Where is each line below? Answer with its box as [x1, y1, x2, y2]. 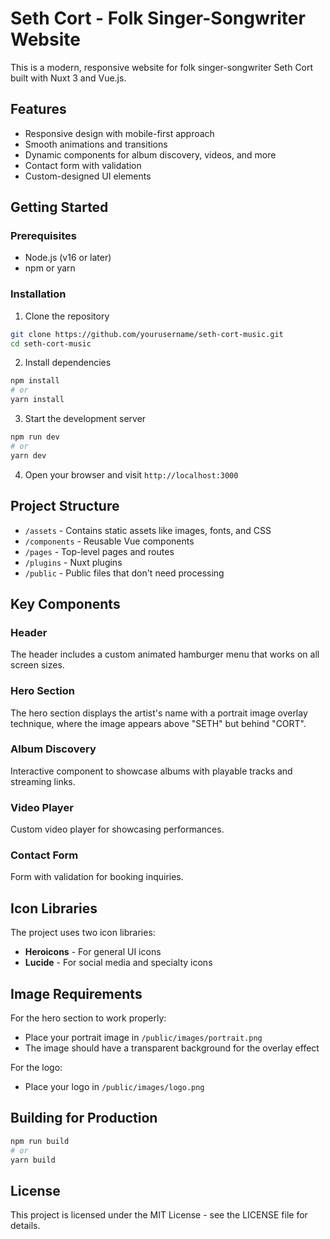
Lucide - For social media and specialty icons [24, 957, 213, 969]
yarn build [10, 1155, 56, 1165]
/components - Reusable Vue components [24, 535, 195, 547]
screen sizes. [10, 659, 65, 671]
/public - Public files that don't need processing [24, 567, 225, 579]
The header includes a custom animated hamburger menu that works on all [10, 648, 320, 661]
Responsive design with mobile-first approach [24, 127, 215, 139]
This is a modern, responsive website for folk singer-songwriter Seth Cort [10, 61, 314, 73]
